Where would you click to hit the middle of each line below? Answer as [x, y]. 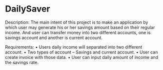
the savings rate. [22, 62]
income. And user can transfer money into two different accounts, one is [78, 32]
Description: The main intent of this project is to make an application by [77, 22]
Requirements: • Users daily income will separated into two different [74, 47]
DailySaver [28, 9]
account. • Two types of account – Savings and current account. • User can [81, 52]
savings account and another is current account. [54, 38]
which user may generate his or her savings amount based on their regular [80, 27]
